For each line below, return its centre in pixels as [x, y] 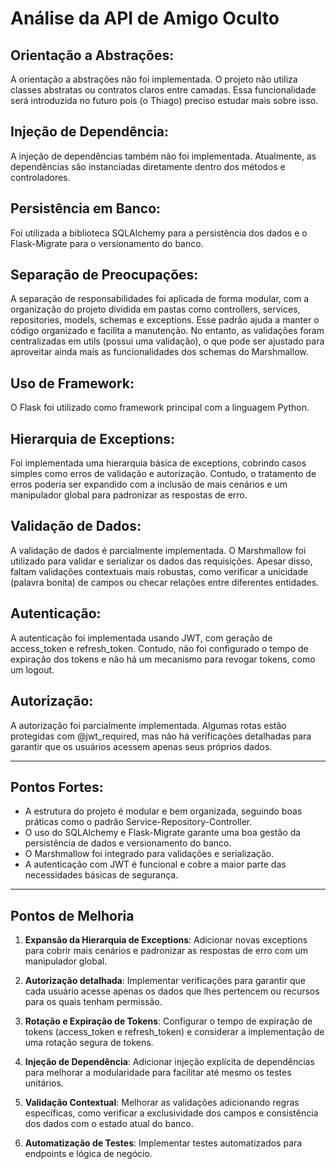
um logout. [32, 669]
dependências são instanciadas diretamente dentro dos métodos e [148, 166]
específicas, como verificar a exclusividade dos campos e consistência [171, 1113]
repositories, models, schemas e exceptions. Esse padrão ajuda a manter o [165, 320]
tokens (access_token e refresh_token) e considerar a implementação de [174, 1032]
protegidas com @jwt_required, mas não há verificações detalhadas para [161, 736]
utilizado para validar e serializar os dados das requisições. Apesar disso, [161, 561]
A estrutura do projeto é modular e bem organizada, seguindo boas [163, 811]
